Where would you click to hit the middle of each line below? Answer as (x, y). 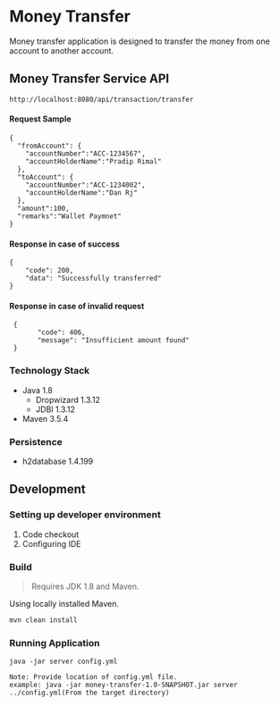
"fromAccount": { (50, 146)
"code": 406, (62, 332)
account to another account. (62, 50)
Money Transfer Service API (89, 79)
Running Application (55, 643)
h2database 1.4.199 (58, 461)
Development (48, 489)
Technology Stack (50, 371)
